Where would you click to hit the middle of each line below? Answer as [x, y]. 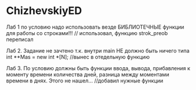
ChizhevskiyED [44, 11]
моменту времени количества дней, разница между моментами [88, 74]
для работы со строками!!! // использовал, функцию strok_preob [87, 33]
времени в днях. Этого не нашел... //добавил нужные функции [85, 81]
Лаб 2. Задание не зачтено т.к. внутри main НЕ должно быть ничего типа [98, 50]
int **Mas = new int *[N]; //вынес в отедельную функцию [78, 57]
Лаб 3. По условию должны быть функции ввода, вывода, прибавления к [98, 68]
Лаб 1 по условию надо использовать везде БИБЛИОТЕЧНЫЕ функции [95, 27]
